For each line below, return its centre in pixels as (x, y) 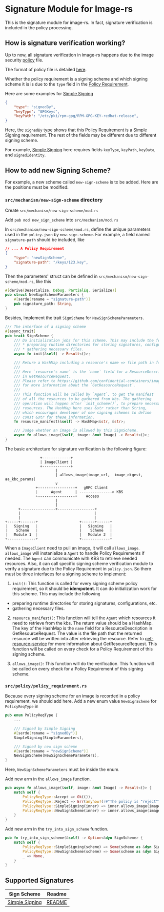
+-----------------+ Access (67, 496)
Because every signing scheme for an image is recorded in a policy (73, 696)
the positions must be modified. (37, 187)
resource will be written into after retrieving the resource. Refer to (78, 638)
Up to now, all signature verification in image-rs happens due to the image (80, 55)
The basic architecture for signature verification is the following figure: (76, 449)
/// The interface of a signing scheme (46, 326)
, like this (42, 281)
